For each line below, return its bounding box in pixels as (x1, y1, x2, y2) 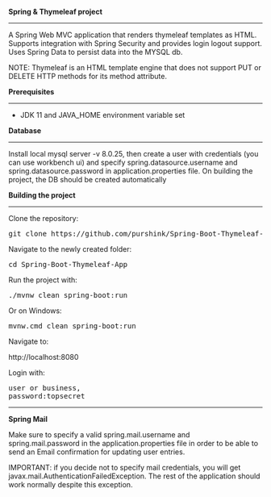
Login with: (8, 368, 46, 378)
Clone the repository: (8, 214, 79, 223)
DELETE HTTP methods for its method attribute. (8, 72, 168, 81)
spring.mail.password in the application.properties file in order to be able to (8, 439, 259, 448)
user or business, (8, 383, 81, 392)
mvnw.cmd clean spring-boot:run (8, 322, 136, 330)
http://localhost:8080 (8, 353, 79, 361)
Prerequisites (8, 87, 55, 96)
